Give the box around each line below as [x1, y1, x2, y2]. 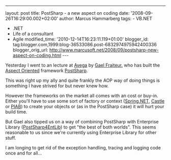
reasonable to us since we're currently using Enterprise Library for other [5, 130, 157, 135]
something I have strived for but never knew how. [5, 83, 109, 89]
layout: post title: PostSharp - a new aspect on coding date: [5, 10, 130, 16]
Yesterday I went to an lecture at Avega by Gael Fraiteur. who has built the [5, 62, 160, 68]
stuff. [5, 135, 16, 141]
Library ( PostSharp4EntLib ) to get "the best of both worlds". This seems [5, 124, 156, 130]
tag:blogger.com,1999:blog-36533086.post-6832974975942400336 [12, 42, 157, 47]
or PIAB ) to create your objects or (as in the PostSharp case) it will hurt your [5, 104, 164, 109]
